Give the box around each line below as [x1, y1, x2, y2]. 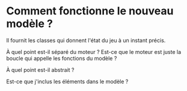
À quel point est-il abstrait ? [6, 66, 75, 73]
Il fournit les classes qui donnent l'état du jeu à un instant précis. [6, 37, 166, 44]
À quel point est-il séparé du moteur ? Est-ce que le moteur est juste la [6, 48, 182, 55]
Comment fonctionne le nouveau [6, 4, 174, 18]
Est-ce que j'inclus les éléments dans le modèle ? [6, 78, 129, 85]
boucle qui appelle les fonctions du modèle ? [6, 54, 117, 62]
